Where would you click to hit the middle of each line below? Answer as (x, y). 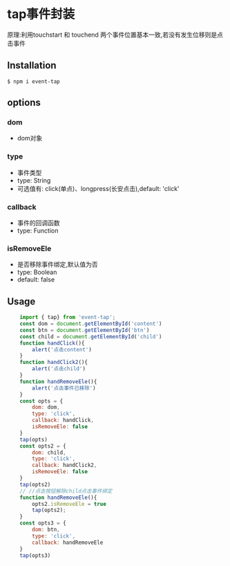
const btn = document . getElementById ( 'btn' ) (85, 330)
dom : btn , (46, 530)
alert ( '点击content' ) (62, 349)
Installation (32, 65)
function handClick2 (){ (54, 363)
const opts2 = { (43, 446)
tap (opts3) (35, 555)
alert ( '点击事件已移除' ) (64, 388)
